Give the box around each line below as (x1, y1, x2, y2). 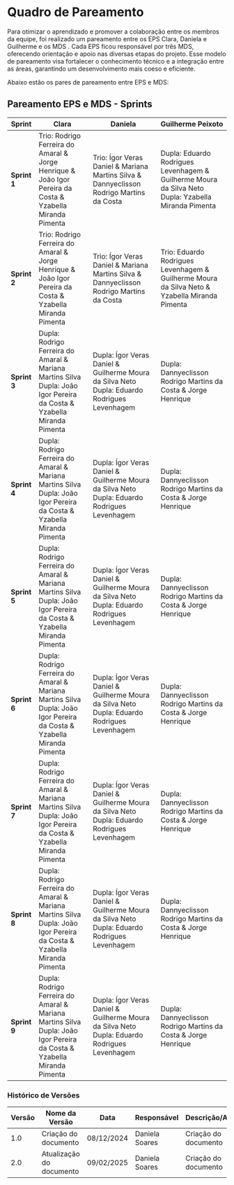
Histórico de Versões (7, 1090, 80, 1100)
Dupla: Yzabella (160, 192, 212, 201)
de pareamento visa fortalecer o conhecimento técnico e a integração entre (7, 57, 224, 65)
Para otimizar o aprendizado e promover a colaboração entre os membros (7, 27, 219, 36)
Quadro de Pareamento (7, 4, 144, 20)
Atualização (41, 1149, 80, 1159)
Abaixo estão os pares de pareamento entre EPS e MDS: (7, 78, 169, 86)
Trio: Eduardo (160, 247, 205, 257)
